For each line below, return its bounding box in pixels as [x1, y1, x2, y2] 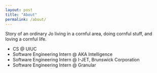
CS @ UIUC [12, 46, 37, 52]
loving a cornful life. [5, 36, 47, 42]
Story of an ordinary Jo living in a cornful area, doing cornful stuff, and [5, 31, 153, 37]
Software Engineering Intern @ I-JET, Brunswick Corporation [12, 57, 140, 63]
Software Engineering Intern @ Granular [12, 62, 96, 68]
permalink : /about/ [5, 17, 47, 22]
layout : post [5, 7, 33, 13]
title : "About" [5, 12, 37, 17]
